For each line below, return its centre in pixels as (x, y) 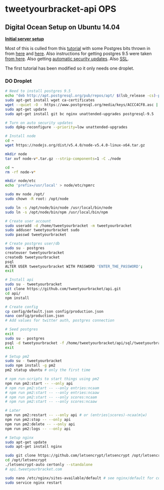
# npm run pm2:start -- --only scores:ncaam (51, 397)
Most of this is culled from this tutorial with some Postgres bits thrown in (78, 48)
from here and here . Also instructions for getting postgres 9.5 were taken (79, 53)
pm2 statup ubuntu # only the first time (48, 370)
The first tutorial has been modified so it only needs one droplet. (70, 68)
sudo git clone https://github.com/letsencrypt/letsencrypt (68, 456)
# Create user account (28, 221)
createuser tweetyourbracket (35, 253)
